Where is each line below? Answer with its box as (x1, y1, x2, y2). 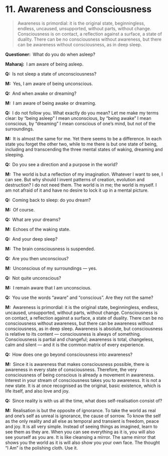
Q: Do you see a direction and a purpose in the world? (5, 161, 118, 167)
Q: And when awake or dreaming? (5, 90, 77, 96)
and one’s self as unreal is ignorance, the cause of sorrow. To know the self (5, 413, 161, 419)
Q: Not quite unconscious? (5, 275, 62, 281)
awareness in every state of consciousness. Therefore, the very (5, 366, 137, 372)
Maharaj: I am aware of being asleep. (5, 61, 84, 67)
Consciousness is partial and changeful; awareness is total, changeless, (5, 336, 154, 342)
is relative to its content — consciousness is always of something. (5, 331, 141, 337)
